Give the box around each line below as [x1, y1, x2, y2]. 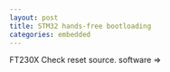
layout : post [9, 13, 59, 22]
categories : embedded [9, 30, 91, 39]
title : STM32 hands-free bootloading [9, 22, 152, 31]
